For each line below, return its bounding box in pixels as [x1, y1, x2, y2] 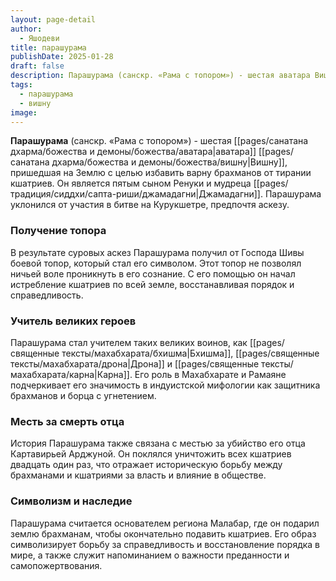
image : [10, 107, 38, 118]
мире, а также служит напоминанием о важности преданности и [10, 549, 290, 561]
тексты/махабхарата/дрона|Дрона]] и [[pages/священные [10, 357, 260, 370]
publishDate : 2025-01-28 [10, 52, 114, 62]
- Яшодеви [19, 33, 60, 43]
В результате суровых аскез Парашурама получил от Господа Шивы [10, 246, 305, 258]
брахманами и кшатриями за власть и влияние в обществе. [10, 469, 267, 481]
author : [10, 24, 43, 34]
